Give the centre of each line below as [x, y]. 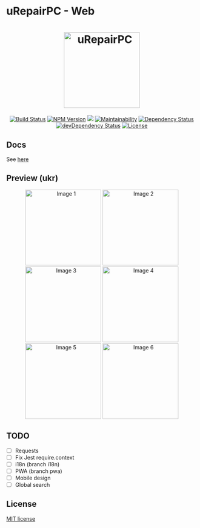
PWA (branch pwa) [38, 471]
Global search [32, 484]
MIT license [21, 518]
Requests [27, 450]
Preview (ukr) [32, 178]
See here [18, 159]
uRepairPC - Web [51, 11]
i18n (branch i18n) [37, 464]
